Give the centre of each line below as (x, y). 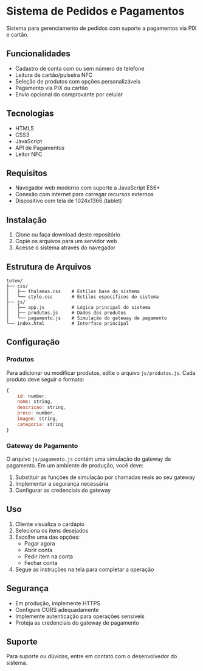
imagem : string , (38, 419)
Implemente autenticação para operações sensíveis (80, 616)
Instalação (27, 220)
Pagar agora (40, 543)
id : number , (32, 396)
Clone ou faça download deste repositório (67, 235)
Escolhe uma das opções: (47, 537)
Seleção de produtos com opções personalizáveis (78, 81)
